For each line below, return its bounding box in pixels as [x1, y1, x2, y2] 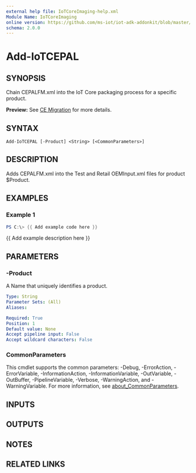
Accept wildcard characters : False [6, 337, 93, 343]
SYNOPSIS [6, 73, 46, 83]
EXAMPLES [6, 194, 48, 203]
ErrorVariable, [6, 370, 40, 377]
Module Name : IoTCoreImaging [6, 14, 77, 20]
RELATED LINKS [6, 459, 65, 469]
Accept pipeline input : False [6, 332, 80, 337]
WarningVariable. [6, 382, 48, 389]
